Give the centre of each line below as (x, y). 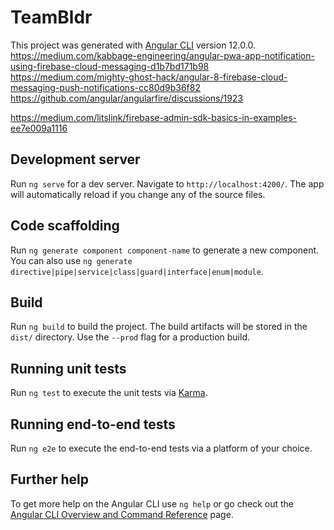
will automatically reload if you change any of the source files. (138, 194)
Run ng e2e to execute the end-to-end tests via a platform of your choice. (161, 448)
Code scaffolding (65, 226)
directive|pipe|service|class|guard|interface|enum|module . (137, 271)
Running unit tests (68, 368)
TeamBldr (51, 17)
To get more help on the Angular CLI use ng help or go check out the (152, 503)
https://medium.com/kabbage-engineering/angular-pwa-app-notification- (162, 55)
